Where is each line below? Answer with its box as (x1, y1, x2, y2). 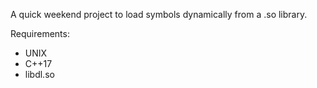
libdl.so (24, 69, 55, 80)
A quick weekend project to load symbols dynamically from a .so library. (10, 9, 308, 20)
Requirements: (10, 28, 70, 39)
